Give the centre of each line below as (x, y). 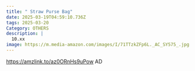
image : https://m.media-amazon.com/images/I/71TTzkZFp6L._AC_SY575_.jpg (98, 45)
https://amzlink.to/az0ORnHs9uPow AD (54, 61)
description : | (25, 34)
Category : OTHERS (28, 28)
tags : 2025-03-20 (28, 22)
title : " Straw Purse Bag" (39, 12)
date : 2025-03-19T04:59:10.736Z (46, 17)
